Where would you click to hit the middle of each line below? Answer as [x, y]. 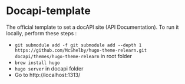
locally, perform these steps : [42, 33]
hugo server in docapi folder [49, 68]
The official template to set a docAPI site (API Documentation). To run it [92, 27]
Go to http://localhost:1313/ [47, 75]
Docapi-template [49, 11]
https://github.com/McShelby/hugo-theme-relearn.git [81, 50]
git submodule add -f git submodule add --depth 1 [78, 45]
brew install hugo [37, 63]
